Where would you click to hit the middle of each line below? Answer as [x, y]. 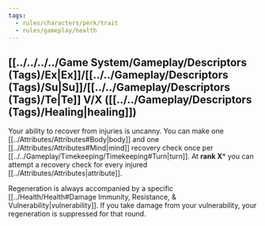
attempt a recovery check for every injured [78, 165]
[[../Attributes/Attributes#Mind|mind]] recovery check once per [111, 148]
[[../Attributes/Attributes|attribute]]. [65, 173]
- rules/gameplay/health [56, 30]
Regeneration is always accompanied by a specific [91, 189]
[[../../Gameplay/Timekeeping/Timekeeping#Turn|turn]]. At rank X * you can [131, 156]
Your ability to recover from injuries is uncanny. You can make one [116, 131]
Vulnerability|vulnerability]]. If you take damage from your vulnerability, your [132, 205]
